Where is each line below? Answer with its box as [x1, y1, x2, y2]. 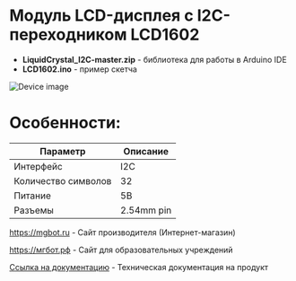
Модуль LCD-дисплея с [9, 5, 195, 26]
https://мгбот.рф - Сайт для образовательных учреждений [9, 244, 233, 255]
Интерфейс [13, 160, 63, 172]
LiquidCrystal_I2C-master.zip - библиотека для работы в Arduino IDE [22, 54, 287, 65]
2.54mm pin [120, 204, 172, 216]
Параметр [39, 145, 86, 157]
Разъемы [13, 204, 54, 216]
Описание [123, 145, 169, 157]
